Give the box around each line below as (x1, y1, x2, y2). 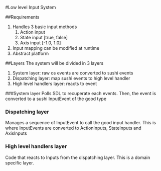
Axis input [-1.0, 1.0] (20, 40, 61, 46)
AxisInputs (5, 130, 27, 136)
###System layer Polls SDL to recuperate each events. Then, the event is (5, 91, 156, 96)
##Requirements (5, 14, 40, 20)
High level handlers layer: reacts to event (12, 80, 97, 87)
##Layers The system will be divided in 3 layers (5, 60, 104, 66)
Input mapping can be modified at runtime (12, 45, 99, 51)
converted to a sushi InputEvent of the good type (5, 96, 107, 102)
